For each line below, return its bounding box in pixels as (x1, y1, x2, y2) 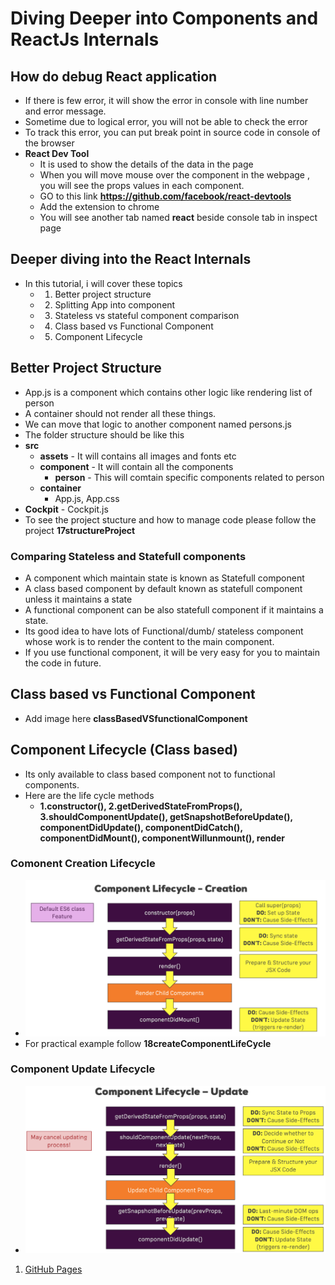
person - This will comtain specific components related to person (54, 471, 325, 483)
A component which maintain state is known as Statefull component (24, 572, 305, 584)
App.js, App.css (54, 492, 120, 504)
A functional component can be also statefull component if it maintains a (24, 603, 324, 616)
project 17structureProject (24, 524, 136, 536)
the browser (24, 137, 75, 149)
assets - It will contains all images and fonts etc (39, 450, 237, 462)
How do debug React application (10, 68, 218, 85)
